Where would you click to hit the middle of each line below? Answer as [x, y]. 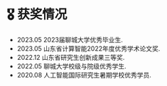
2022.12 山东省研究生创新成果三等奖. [71, 57]
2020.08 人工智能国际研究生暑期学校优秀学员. [84, 75]
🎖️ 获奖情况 [37, 14]
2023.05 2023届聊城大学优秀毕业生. [70, 39]
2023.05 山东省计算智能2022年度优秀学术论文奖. [88, 48]
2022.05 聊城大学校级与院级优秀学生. [72, 66]
